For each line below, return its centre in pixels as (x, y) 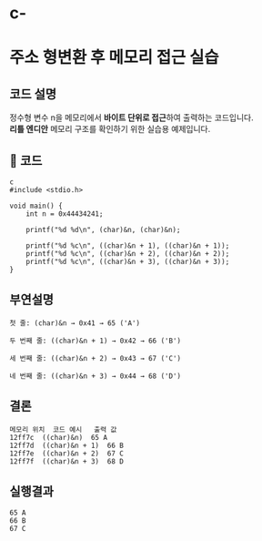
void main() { (36, 206)
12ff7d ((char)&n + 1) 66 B (67, 445)
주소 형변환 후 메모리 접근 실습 (115, 58)
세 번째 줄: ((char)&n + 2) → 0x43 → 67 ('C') (96, 358)
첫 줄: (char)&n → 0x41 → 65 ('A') (75, 323)
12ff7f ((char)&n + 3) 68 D (67, 461)
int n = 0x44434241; (65, 214)
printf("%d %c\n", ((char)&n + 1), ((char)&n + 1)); (128, 246)
